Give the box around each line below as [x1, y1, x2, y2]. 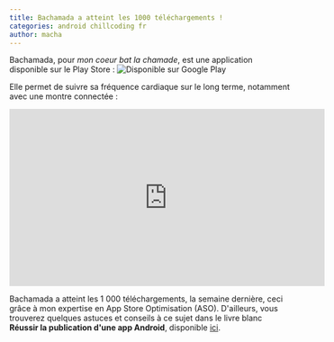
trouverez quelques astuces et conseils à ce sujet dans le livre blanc [9, 312, 263, 324]
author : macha [9, 30, 63, 39]
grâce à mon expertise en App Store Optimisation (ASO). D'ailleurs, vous [9, 303, 279, 314]
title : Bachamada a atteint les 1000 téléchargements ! [9, 13, 223, 22]
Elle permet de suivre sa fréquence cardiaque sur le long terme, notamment [9, 82, 291, 93]
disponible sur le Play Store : [9, 64, 115, 75]
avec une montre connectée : [9, 91, 119, 102]
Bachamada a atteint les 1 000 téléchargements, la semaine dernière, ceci [9, 293, 284, 304]
